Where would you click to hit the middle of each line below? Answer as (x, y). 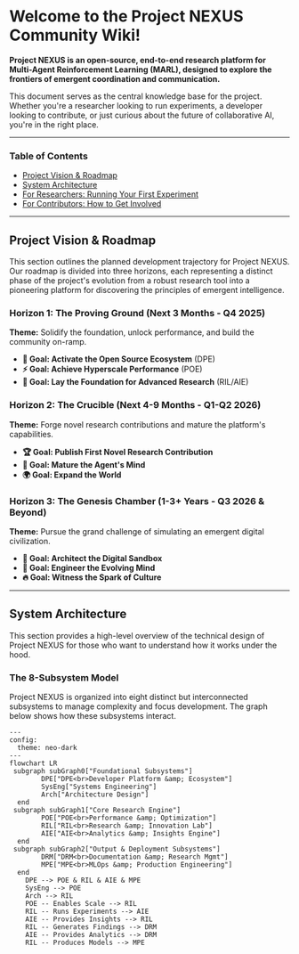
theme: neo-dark (47, 748)
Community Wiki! (75, 35)
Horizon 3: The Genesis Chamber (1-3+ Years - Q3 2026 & (137, 501)
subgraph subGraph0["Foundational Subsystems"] (103, 771)
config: (24, 740)
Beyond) (28, 512)
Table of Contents (49, 156)
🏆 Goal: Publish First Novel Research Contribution (117, 452)
